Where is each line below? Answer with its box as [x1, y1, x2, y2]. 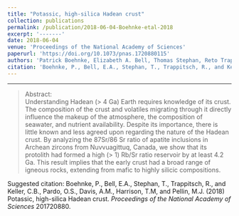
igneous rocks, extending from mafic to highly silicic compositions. [24, 165, 221, 174]
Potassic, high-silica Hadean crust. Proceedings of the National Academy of [7, 194, 231, 203]
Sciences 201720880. [7, 202, 71, 210]
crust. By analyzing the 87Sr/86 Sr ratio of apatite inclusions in [24, 135, 208, 143]
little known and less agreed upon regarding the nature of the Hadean [24, 128, 229, 136]
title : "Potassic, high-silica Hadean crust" [7, 10, 144, 18]
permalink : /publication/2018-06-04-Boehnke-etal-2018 [7, 24, 174, 31]
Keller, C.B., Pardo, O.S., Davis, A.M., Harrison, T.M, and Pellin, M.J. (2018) [7, 187, 225, 195]
